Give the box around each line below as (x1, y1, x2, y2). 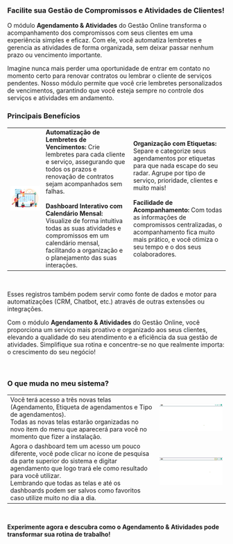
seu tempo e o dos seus (132, 242, 202, 251)
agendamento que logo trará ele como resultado (10, 464, 148, 472)
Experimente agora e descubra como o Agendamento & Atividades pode (7, 522, 220, 531)
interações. (45, 261, 78, 270)
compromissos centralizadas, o (132, 220, 223, 229)
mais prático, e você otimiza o (132, 235, 218, 243)
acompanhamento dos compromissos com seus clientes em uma (7, 28, 193, 37)
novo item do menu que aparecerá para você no (10, 425, 148, 433)
